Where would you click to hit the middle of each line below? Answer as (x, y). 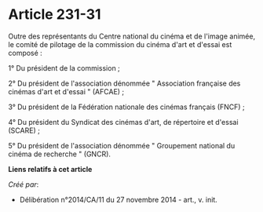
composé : (26, 53)
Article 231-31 (55, 15)
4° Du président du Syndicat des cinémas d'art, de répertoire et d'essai (123, 122)
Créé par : (24, 184)
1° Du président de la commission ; (64, 68)
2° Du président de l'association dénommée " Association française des (124, 83)
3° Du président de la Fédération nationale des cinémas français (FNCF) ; (126, 107)
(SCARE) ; (24, 130)
